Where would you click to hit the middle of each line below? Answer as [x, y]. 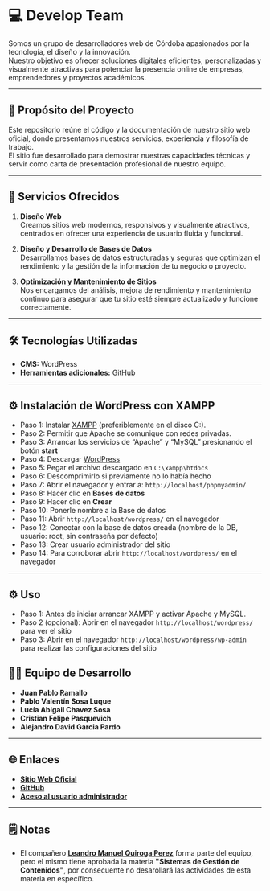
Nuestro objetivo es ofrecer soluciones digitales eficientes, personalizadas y [135, 60]
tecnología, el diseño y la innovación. [70, 51]
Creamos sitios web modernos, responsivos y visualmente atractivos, [135, 224]
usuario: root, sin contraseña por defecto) [89, 536]
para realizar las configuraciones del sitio [88, 648]
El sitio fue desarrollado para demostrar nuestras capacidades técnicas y [129, 155]
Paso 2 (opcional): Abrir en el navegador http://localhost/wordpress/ [136, 622]
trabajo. [21, 146]
